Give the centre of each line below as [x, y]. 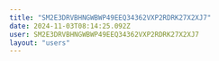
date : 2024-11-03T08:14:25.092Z [70, 26]
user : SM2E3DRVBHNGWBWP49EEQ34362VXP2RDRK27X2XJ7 [105, 34]
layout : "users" [40, 43]
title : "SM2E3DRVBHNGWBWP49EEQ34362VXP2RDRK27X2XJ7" [110, 17]
